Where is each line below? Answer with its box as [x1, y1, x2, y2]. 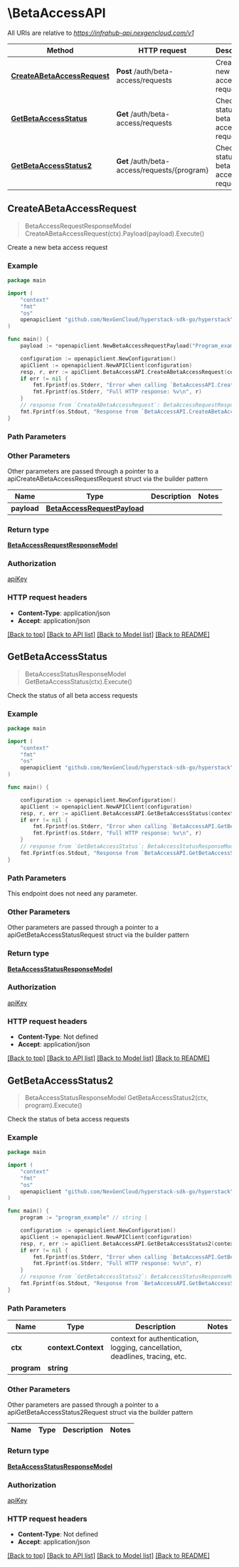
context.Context [47, 1343, 104, 1353]
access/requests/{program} [116, 165, 209, 175]
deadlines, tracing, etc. [110, 1351, 187, 1361]
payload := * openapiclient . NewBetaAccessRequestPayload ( [20, 342, 193, 350]
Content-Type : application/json [17, 609, 110, 617]
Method [46, 45, 74, 55]
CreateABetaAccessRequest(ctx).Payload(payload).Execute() [24, 229, 205, 238]
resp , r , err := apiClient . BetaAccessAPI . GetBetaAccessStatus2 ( [20, 1240, 215, 1247]
